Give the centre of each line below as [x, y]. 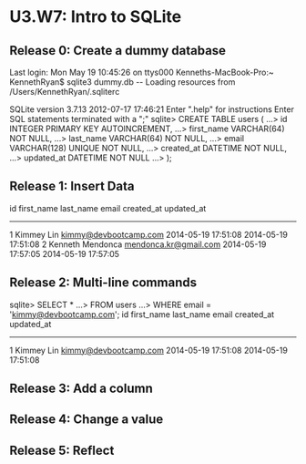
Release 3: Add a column [81, 389]
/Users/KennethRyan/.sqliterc [65, 92]
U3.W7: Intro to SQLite [96, 17]
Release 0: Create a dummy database [117, 51]
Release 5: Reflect [62, 450]
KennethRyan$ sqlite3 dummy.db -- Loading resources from [122, 82]
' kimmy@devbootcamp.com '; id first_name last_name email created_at [142, 314]
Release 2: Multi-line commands [103, 283]
